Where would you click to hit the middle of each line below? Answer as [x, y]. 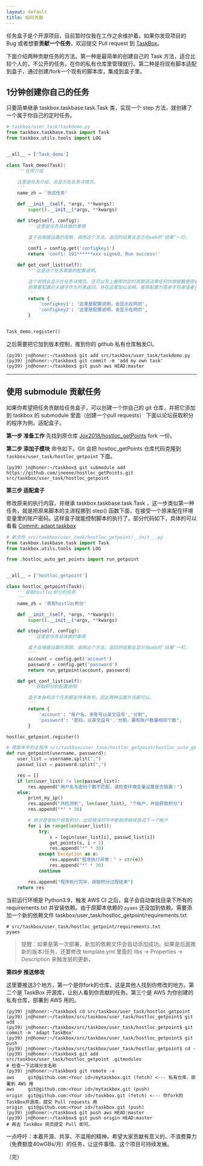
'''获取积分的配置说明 [52, 687]
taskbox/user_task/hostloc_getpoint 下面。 [61, 456]
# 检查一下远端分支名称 [32, 1065]
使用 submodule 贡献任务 [54, 392]
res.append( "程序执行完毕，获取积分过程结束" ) [81, 882]
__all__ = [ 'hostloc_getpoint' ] [47, 576]
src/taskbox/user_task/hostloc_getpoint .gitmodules [74, 1059]
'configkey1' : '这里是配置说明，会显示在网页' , [93, 304]
